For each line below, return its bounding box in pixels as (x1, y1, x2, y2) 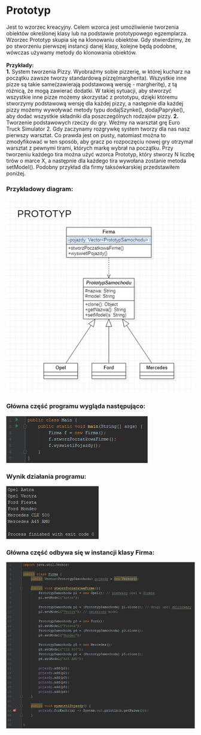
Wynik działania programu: (6, 472, 87, 480)
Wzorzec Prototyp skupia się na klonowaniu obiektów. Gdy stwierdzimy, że (6, 36, 191, 43)
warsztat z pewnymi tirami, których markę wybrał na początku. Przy (6, 144, 173, 152)
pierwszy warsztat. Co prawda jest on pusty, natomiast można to (6, 131, 166, 138)
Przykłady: (6, 61, 34, 69)
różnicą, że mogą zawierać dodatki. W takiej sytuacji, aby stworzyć (6, 87, 172, 94)
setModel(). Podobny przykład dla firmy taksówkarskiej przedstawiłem (6, 163, 180, 171)
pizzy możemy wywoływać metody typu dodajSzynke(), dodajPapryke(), (6, 106, 185, 113)
